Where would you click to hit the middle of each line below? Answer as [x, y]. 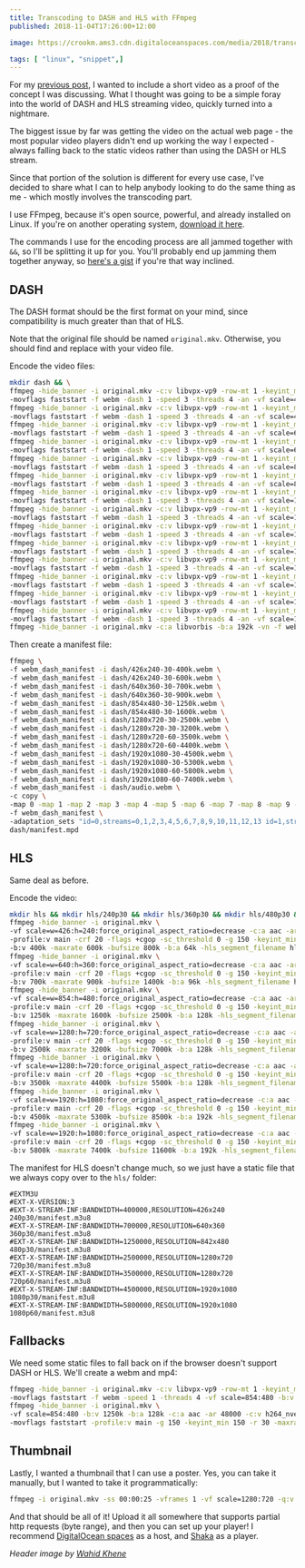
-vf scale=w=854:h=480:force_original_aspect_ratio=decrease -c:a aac [146, 999]
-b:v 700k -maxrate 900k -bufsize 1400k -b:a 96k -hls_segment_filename [150, 982]
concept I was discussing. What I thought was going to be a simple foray [145, 94]
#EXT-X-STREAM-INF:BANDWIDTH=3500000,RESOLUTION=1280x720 [121, 1273]
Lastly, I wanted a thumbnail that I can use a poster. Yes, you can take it [143, 1473]
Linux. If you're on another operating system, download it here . [127, 224]
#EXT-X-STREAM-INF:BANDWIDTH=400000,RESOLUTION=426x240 [117, 1210]
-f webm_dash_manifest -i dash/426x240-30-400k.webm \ [115, 670]
